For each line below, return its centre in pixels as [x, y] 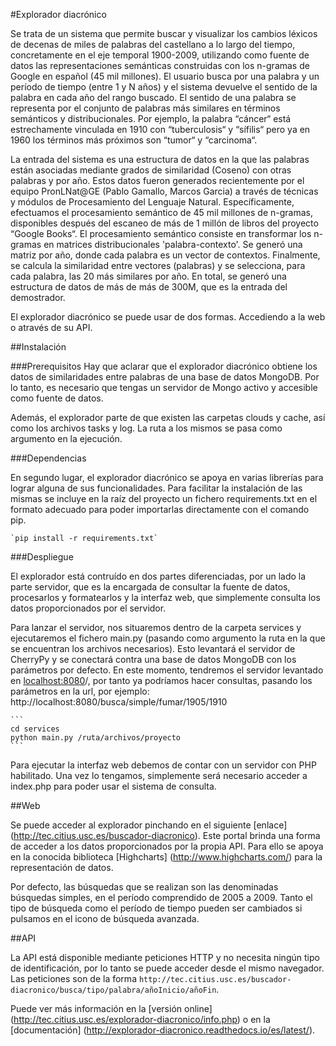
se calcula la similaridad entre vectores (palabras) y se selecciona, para [158, 265]
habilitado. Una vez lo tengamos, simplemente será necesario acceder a [159, 775]
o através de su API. [51, 327]
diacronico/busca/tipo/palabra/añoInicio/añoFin [113, 990]
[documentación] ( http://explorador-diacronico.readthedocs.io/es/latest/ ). [163, 1030]
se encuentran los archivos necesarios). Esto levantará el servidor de [153, 648]
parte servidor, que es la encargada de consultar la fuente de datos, [150, 587]
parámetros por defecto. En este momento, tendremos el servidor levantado [167, 670]
